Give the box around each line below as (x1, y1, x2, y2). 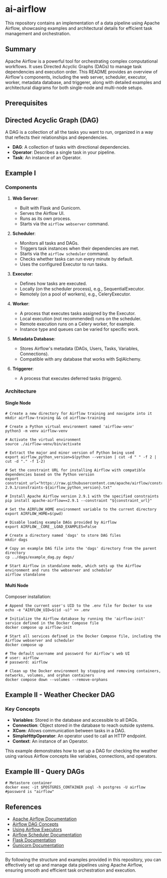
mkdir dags (5, 537, 28, 542)
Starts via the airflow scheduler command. (19, 250, 109, 257)
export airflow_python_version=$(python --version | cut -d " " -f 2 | (5, 454, 157, 460)
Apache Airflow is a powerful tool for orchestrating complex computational (5, 58, 158, 64)
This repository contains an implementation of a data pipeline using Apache (5, 20, 160, 26)
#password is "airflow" (5, 789, 55, 794)
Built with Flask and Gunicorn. (19, 205, 81, 211)
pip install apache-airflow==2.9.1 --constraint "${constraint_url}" (5, 498, 153, 503)
